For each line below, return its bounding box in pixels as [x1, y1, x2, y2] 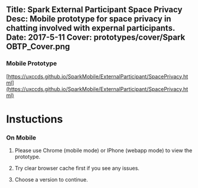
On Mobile [6, 133, 37, 141]
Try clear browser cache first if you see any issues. [14, 165, 140, 172]
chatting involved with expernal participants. [6, 23, 176, 33]
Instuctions [6, 112, 63, 126]
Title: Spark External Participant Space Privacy [6, 5, 183, 15]
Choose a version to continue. [14, 176, 88, 183]
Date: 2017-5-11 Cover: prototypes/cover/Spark [6, 33, 186, 43]
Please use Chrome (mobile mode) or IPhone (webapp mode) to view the [14, 147, 193, 154]
